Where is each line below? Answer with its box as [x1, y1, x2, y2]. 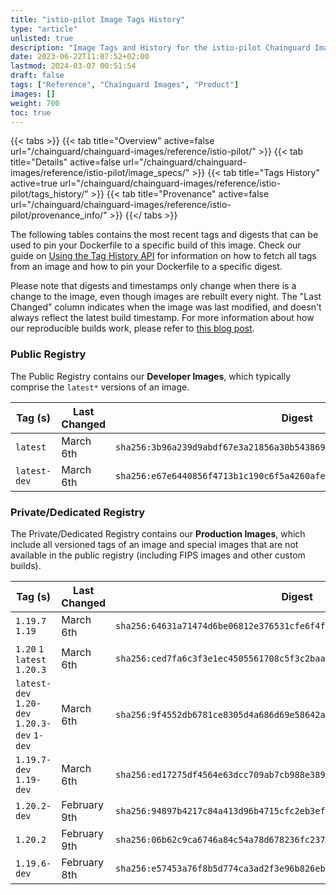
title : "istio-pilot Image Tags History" [10, 14, 186, 25]
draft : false [10, 71, 65, 81]
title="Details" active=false [10, 156, 121, 168]
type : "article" [10, 24, 78, 34]
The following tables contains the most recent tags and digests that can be [10, 229, 319, 241]
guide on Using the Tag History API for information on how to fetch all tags [10, 250, 317, 262]
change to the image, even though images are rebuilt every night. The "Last [10, 291, 322, 303]
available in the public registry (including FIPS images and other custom [10, 549, 306, 561]
